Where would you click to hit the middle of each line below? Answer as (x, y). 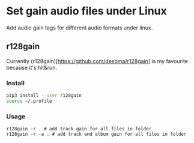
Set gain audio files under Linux (86, 11)
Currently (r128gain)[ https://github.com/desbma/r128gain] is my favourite (97, 61)
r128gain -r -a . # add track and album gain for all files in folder (96, 134)
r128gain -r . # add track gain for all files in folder (79, 129)
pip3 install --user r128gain (44, 96)
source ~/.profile (29, 101)
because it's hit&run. (32, 67)
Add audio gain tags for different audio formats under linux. (80, 28)
